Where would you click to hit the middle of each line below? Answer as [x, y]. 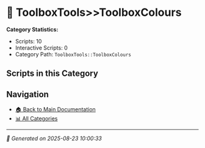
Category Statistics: [32, 29]
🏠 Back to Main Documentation [55, 109]
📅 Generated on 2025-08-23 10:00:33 [54, 139]
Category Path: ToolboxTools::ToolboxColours [73, 54]
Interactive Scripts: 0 [41, 48]
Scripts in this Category [52, 74]
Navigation [27, 94]
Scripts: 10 [28, 41]
